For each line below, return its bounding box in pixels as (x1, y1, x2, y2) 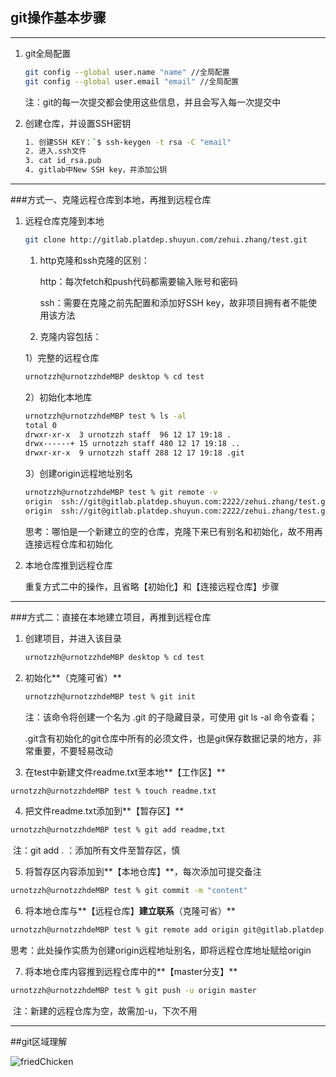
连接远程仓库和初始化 (24, 538, 113, 550)
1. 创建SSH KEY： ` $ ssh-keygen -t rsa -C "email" (24, 137, 232, 147)
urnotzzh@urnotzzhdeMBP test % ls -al (24, 411, 187, 421)
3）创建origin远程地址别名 (24, 468, 133, 480)
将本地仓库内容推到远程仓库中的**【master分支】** (24, 966, 238, 978)
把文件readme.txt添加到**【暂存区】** (24, 805, 185, 817)
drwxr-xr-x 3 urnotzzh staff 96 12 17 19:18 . (24, 429, 232, 440)
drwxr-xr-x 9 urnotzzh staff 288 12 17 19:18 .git (24, 448, 245, 458)
